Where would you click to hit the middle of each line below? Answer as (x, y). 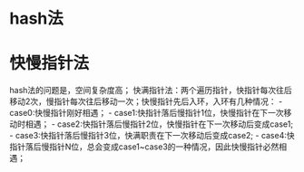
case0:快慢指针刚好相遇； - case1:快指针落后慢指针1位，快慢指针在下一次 (147, 113)
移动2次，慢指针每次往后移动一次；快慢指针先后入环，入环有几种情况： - (146, 101)
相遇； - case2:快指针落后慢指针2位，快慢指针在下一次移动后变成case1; (159, 124)
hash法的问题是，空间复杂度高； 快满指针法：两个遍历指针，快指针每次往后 (151, 91)
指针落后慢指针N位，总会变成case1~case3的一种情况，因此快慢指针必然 (144, 147)
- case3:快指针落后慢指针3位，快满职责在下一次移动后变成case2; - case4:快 (152, 136)
